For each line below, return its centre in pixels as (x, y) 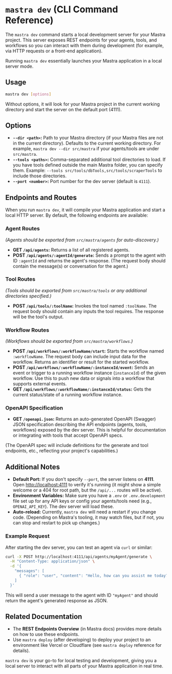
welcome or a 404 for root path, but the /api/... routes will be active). (87, 490)
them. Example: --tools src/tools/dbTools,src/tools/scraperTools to (87, 171)
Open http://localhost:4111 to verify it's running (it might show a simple (87, 485)
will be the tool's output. (38, 317)
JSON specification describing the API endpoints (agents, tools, (80, 424)
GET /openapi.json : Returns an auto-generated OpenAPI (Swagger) (84, 419)
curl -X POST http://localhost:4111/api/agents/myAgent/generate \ (79, 557)
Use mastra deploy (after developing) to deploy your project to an (82, 640)
